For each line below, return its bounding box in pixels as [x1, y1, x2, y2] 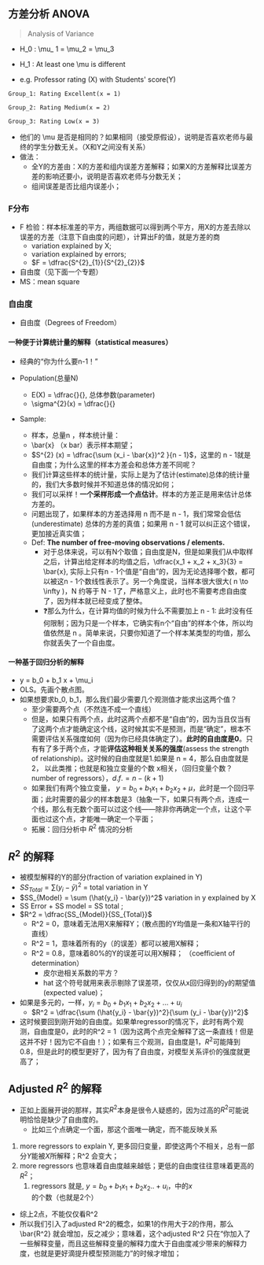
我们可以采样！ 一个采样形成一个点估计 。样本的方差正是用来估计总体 [31, 489, 252, 498]
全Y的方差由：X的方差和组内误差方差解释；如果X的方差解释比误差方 [31, 161, 253, 171]
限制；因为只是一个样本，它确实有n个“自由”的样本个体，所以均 [49, 618, 253, 627]
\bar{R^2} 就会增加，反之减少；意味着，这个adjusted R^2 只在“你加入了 [19, 1229, 251, 1238]
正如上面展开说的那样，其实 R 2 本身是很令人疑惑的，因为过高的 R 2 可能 [19, 1104, 243, 1115]
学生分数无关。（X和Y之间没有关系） [33, 142, 150, 151]
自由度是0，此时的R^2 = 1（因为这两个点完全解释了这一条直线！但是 [33, 1026, 254, 1037]
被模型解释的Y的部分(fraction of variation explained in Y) [19, 872, 203, 882]
